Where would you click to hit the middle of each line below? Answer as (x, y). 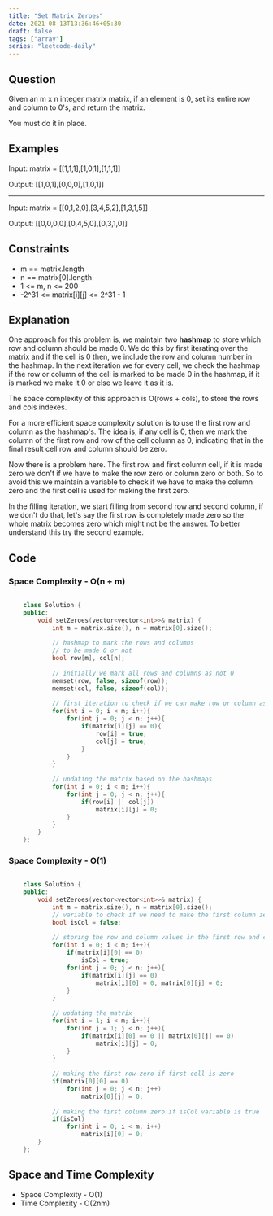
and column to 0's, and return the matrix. (77, 107)
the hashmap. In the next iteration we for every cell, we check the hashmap (134, 365)
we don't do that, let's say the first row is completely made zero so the (126, 515)
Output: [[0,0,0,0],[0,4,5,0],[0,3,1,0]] (68, 223)
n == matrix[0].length (56, 277)
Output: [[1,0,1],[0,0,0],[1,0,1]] (56, 184)
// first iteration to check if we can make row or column (154, 704)
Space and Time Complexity (81, 1175)
